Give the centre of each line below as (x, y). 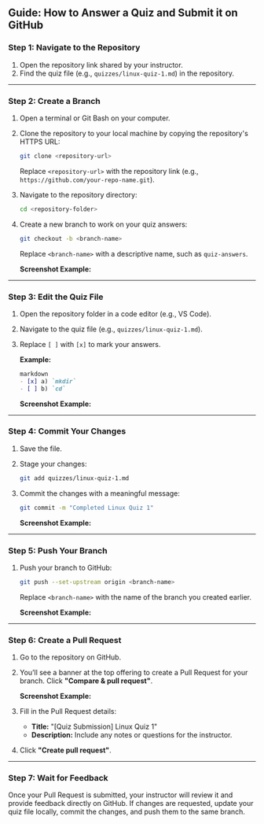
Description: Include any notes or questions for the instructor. (132, 735)
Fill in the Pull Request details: (68, 711)
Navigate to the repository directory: (78, 194)
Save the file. (41, 449)
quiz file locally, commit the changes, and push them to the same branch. (127, 812)
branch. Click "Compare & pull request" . (86, 681)
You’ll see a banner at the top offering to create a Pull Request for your (134, 673)
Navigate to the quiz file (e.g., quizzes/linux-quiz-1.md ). (111, 329)
